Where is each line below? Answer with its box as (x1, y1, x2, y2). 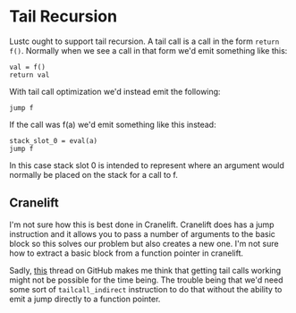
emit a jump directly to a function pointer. (9, 293, 161, 304)
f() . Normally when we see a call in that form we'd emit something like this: (9, 45, 288, 55)
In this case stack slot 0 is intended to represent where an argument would (9, 159, 284, 171)
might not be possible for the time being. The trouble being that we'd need (9, 275, 283, 285)
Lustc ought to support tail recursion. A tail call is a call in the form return (9, 36, 280, 47)
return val (9, 70, 50, 80)
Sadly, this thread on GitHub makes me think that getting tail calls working (9, 265, 282, 275)
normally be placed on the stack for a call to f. (9, 169, 179, 180)
